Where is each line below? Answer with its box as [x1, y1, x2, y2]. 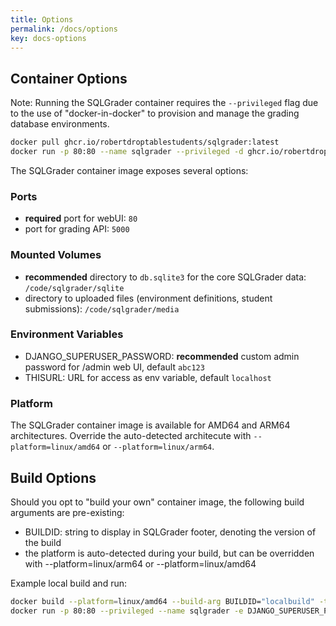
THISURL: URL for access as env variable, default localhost [24, 371, 272, 383]
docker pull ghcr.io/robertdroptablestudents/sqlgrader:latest [10, 137, 280, 148]
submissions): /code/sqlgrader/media [24, 302, 180, 315]
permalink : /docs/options [10, 24, 118, 34]
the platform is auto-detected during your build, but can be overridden [24, 547, 315, 559]
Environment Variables [10, 327, 124, 341]
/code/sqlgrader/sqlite [24, 283, 125, 293]
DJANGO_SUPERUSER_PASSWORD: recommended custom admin [24, 350, 300, 362]
